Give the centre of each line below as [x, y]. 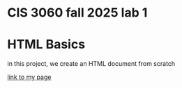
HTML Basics [46, 45]
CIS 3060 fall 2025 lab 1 [77, 13]
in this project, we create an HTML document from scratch [91, 64]
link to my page [29, 77]
